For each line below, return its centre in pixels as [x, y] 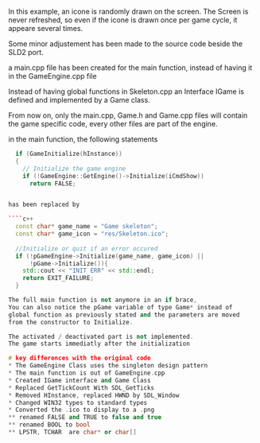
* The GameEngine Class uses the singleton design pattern [108, 366]
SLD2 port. [26, 52]
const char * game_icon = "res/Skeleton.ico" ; [92, 234]
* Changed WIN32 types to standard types [78, 402]
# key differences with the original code [80, 358]
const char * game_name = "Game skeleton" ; [87, 227]
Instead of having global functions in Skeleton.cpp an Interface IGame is [126, 91]
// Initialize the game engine [74, 169]
